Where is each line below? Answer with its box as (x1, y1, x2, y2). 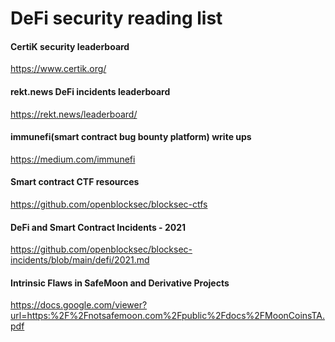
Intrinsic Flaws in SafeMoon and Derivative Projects (10, 277, 230, 289)
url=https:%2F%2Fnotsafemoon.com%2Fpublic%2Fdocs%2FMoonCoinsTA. (10, 310, 325, 322)
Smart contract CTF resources (10, 176, 140, 188)
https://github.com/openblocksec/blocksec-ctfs (10, 198, 208, 210)
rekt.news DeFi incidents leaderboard (10, 85, 171, 97)
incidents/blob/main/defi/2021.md (10, 254, 150, 266)
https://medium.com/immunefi (10, 153, 136, 165)
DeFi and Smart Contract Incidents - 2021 (10, 221, 187, 233)
